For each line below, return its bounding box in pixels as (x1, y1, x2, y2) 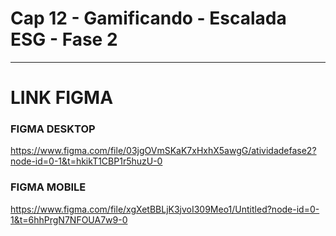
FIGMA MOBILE (10, 180, 87, 194)
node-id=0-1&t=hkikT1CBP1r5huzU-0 (10, 155, 163, 167)
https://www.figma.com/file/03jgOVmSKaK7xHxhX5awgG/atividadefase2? (10, 145, 317, 157)
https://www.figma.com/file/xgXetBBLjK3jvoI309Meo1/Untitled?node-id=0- (10, 203, 320, 215)
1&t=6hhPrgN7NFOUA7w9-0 (10, 213, 128, 226)
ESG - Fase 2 (10, 28, 118, 51)
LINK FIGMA (10, 87, 114, 109)
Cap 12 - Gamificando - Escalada (10, 7, 287, 30)
